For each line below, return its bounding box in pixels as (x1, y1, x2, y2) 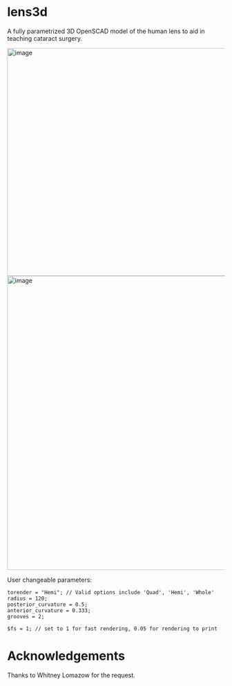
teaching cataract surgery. (7, 34, 83, 42)
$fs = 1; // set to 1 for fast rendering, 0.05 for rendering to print (7, 625, 217, 632)
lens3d (7, 4, 48, 20)
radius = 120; (7, 595, 48, 602)
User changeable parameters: (7, 576, 92, 584)
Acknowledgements (7, 648, 126, 664)
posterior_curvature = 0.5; (7, 601, 88, 608)
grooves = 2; (7, 613, 45, 620)
